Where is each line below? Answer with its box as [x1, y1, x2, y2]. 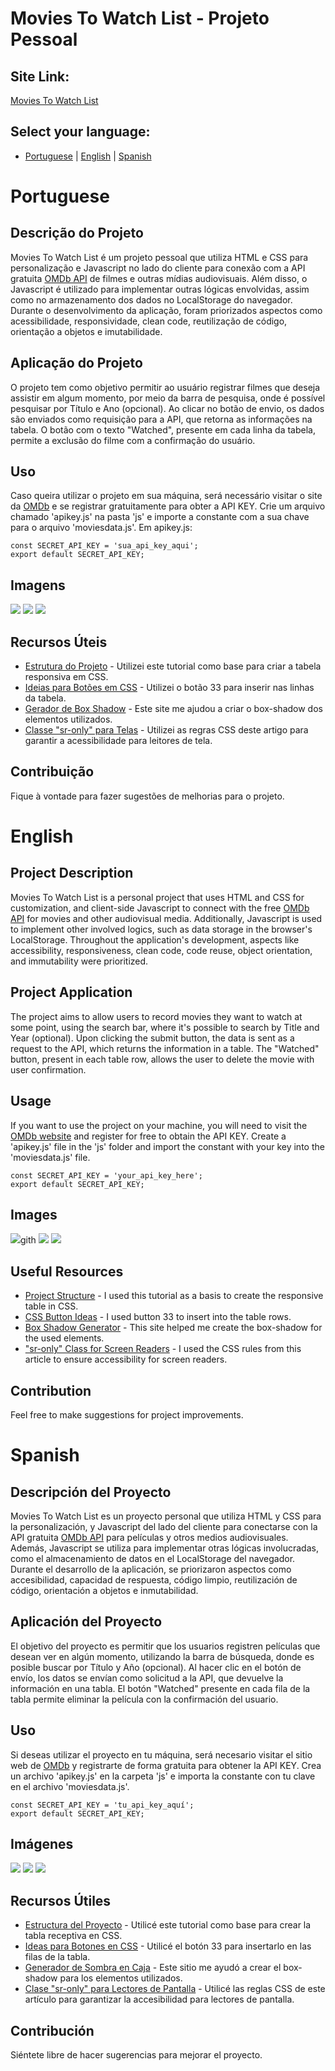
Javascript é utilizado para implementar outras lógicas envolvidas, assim [10, 283, 310, 295]
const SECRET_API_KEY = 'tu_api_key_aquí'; [10, 1800, 195, 1810]
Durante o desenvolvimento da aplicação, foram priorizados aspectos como [10, 304, 323, 316]
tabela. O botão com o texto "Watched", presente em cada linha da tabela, [10, 423, 316, 436]
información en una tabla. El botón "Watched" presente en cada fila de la [10, 1682, 311, 1694]
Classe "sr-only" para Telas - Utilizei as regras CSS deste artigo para [24, 724, 309, 736]
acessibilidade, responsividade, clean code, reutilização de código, [10, 315, 288, 327]
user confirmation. [10, 1063, 87, 1076]
